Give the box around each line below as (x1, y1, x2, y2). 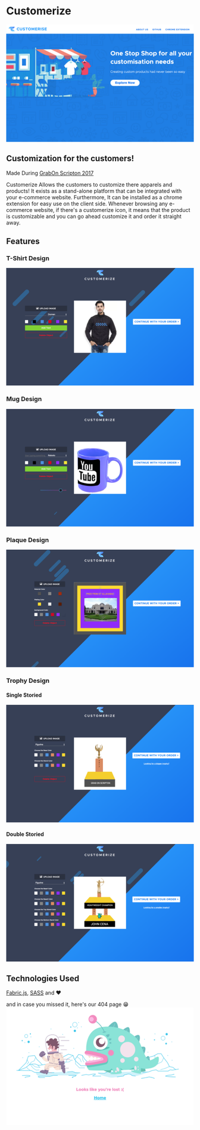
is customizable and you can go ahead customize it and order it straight (6, 213, 182, 220)
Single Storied (6, 691, 42, 698)
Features (6, 236, 40, 247)
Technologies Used (6, 973, 79, 983)
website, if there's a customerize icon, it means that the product (33, 206, 190, 213)
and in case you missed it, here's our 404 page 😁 (6, 1001, 129, 1008)
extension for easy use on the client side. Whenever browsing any (6, 200, 168, 207)
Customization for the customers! (6, 153, 135, 164)
